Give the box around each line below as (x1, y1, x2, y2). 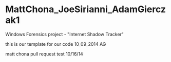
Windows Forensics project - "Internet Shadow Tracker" (5, 31, 124, 37)
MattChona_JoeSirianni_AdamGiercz (5, 4, 166, 15)
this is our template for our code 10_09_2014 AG (5, 41, 106, 47)
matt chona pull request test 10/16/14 (5, 51, 83, 57)
